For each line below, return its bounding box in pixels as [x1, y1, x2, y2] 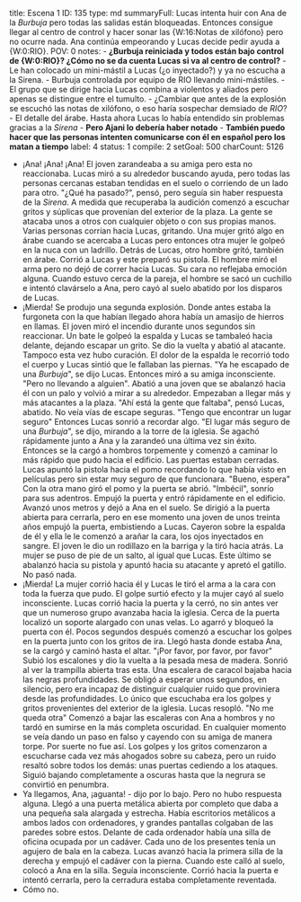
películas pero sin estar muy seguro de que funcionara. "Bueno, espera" [22, 473, 290, 484]
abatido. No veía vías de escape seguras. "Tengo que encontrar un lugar [22, 407, 292, 417]
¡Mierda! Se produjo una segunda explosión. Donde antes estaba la [22, 302, 271, 313]
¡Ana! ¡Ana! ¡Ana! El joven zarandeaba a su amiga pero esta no [22, 159, 253, 169]
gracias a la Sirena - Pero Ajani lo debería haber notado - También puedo [9, 122, 286, 133]
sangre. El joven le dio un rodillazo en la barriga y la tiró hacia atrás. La [22, 541, 284, 551]
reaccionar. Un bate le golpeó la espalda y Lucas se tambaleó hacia [22, 331, 273, 340]
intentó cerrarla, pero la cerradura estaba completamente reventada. [22, 875, 277, 885]
